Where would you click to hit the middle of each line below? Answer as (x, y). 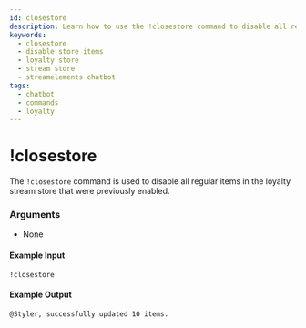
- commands (38, 102)
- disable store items (61, 52)
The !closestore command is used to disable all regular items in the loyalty (150, 181)
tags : (20, 86)
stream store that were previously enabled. (90, 191)
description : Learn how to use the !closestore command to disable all (148, 26)
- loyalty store (48, 60)
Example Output (41, 295)
